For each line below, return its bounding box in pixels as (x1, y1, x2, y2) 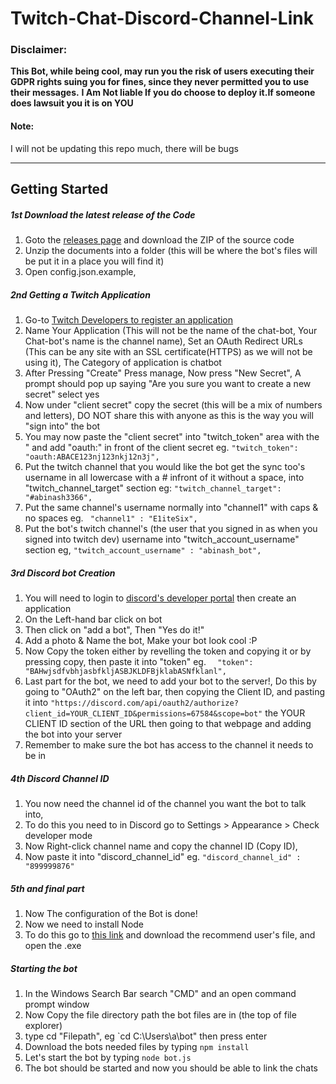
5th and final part (10, 882, 85, 894)
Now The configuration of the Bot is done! (24, 907, 198, 919)
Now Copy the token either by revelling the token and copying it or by (24, 645, 312, 657)
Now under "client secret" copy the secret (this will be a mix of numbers (24, 399, 323, 411)
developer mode (24, 829, 93, 841)
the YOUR (264, 707, 306, 719)
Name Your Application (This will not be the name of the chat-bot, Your (24, 325, 318, 337)
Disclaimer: (10, 43, 68, 57)
